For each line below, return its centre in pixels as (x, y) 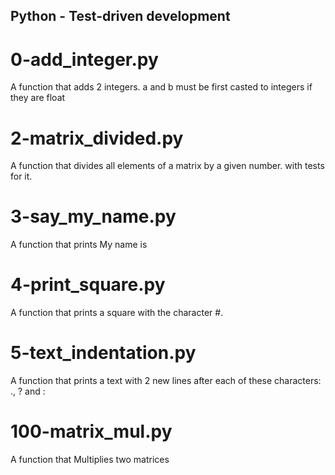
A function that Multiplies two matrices (90, 460)
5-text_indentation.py (103, 353)
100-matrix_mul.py (91, 431)
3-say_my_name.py (93, 216)
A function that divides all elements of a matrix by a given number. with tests (167, 166)
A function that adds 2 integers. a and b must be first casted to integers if (161, 87)
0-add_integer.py (84, 59)
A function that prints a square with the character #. (117, 313)
